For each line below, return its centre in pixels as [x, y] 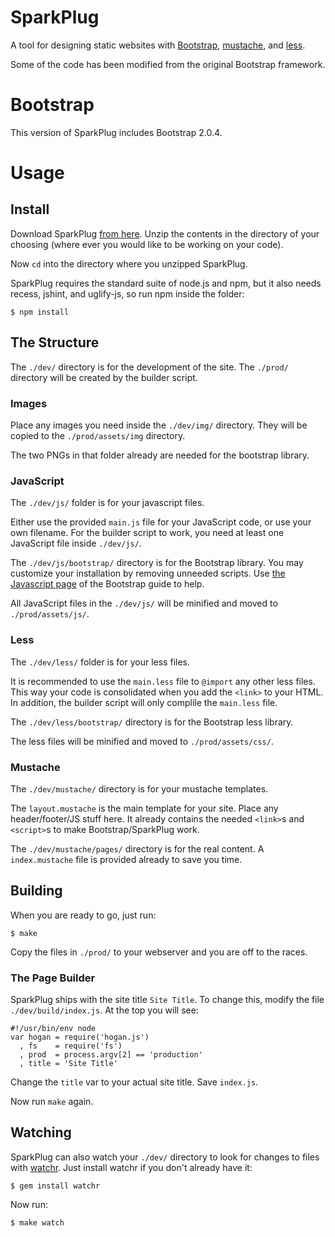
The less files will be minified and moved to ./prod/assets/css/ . [142, 741]
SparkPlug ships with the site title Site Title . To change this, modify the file [167, 999]
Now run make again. [52, 1101]
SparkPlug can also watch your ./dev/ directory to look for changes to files [165, 1157]
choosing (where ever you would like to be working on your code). [147, 244]
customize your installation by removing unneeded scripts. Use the [148, 573]
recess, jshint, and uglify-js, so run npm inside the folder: [127, 293]
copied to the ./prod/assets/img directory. [98, 435]
